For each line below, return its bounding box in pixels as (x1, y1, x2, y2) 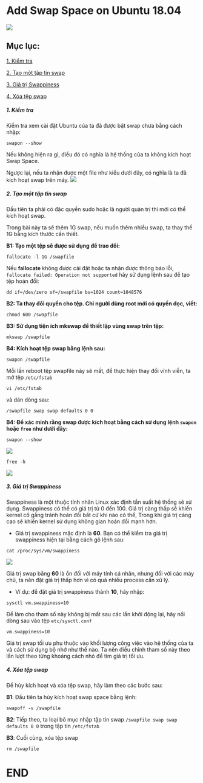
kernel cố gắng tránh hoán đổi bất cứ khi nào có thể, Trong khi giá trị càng (6, 511, 192, 518)
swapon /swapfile (6, 357, 50, 363)
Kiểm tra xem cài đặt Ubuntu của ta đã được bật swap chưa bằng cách (6, 122, 182, 129)
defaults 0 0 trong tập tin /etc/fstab (6, 722, 100, 729)
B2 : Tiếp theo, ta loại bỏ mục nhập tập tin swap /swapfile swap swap (6, 715, 178, 723)
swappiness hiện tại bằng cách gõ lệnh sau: (15, 536, 125, 543)
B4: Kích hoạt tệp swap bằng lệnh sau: (6, 344, 105, 352)
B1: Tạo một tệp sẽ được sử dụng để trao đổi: (6, 242, 120, 249)
